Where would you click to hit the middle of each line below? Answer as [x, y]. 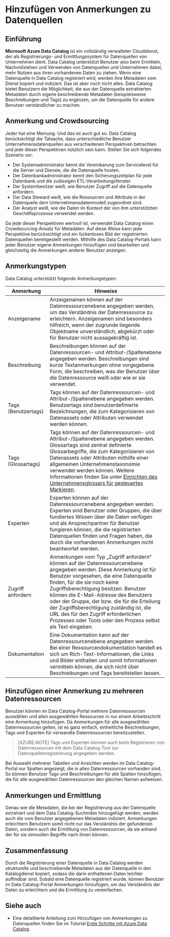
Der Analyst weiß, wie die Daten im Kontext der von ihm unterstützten [85, 208]
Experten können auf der [79, 497]
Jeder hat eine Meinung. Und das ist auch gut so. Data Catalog [71, 133]
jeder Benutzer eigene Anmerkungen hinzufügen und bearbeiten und [77, 244]
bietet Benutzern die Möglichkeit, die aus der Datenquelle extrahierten [78, 89]
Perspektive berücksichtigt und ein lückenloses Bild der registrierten [76, 234]
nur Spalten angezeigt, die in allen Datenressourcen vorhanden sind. [90, 769]
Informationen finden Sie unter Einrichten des [104, 477]
